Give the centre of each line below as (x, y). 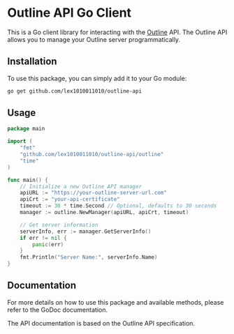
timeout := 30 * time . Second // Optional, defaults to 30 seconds (118, 206)
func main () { (28, 180)
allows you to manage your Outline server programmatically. (94, 39)
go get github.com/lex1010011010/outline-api (74, 91)
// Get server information (59, 225)
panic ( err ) (48, 244)
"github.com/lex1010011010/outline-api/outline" (92, 155)
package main (26, 129)
